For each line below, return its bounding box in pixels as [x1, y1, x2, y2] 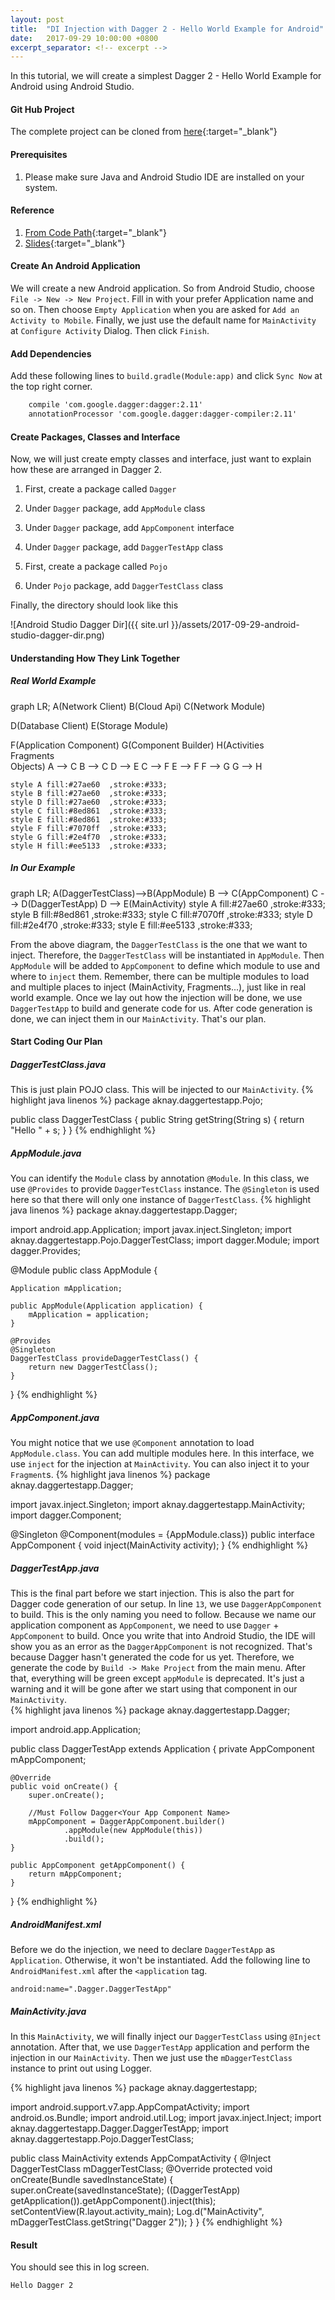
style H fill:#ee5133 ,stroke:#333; [10, 841, 168, 851]
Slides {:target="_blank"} [24, 237, 126, 249]
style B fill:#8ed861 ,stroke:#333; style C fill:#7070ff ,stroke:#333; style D [10, 908, 313, 920]
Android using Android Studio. [10, 81, 135, 93]
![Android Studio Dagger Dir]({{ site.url [10, 619, 170, 631]
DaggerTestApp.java [10, 1562, 100, 1574]
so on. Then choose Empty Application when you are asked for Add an [10, 304, 300, 316]
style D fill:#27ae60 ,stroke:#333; [10, 797, 168, 807]
